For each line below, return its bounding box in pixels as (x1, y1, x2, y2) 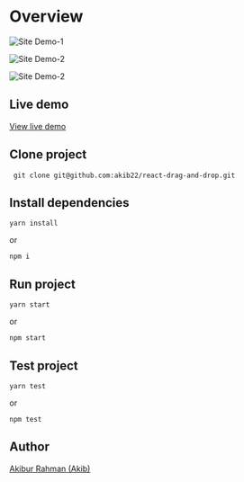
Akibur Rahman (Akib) (9, 463, 91, 474)
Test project (9, 358, 78, 373)
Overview (9, 6, 84, 27)
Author (9, 439, 50, 455)
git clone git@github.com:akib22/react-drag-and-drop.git (13, 171, 236, 180)
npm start (9, 334, 47, 343)
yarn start (9, 300, 50, 309)
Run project (9, 276, 77, 291)
